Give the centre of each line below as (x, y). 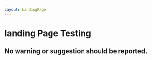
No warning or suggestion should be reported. (76, 51)
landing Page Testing (48, 33)
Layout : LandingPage (25, 9)
